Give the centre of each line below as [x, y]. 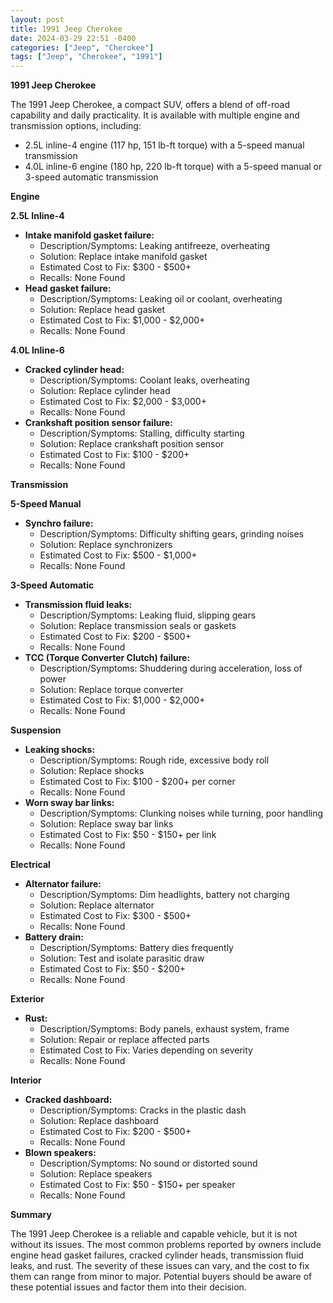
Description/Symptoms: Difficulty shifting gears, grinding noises [171, 534]
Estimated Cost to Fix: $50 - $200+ [113, 969]
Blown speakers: [60, 1153]
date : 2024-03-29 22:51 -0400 [73, 38]
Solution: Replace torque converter [111, 690]
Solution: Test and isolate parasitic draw [122, 958]
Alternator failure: [63, 884]
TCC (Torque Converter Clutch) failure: [107, 658]
